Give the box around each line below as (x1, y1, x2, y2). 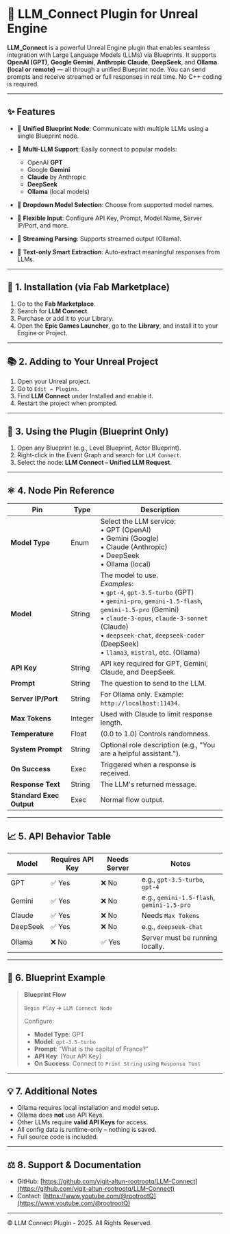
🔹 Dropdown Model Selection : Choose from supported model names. (16, 200, 214, 208)
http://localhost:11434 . (100, 699, 180, 707)
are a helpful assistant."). (100, 749, 181, 758)
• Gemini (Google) (100, 534, 159, 543)
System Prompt (10, 745, 63, 753)
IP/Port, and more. (16, 221, 69, 229)
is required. (7, 80, 39, 88)
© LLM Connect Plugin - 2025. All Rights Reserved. (7, 1219, 152, 1227)
